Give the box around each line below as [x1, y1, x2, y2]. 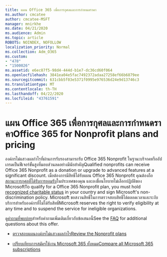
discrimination [5, 194, 34, 200]
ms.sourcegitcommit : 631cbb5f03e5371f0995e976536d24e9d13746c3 [5, 77, 140, 82]
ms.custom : [5, 54, 28, 59]
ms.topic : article [5, 36, 43, 41]
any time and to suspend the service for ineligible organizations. [5, 206, 137, 212]
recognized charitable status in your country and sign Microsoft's [5, 189, 140, 195]
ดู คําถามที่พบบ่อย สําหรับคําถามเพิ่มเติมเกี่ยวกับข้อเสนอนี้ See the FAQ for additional [5, 215, 147, 221]
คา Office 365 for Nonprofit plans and [5, 128, 159, 140]
